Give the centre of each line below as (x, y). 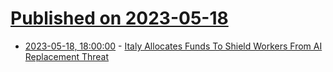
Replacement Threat (67, 56)
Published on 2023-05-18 (119, 18)
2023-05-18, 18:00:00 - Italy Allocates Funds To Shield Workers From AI (173, 46)
